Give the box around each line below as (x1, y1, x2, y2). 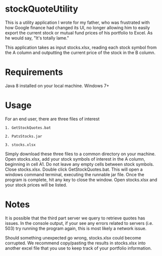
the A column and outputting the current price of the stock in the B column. (5, 50, 156, 55)
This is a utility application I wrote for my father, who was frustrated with (5, 19, 150, 25)
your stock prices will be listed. (5, 182, 67, 188)
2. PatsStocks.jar (5, 134, 42, 139)
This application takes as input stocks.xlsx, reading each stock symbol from (5, 44, 157, 50)
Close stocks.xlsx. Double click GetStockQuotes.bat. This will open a (5, 166, 143, 172)
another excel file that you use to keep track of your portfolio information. (5, 245, 152, 251)
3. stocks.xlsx (5, 142, 36, 147)
